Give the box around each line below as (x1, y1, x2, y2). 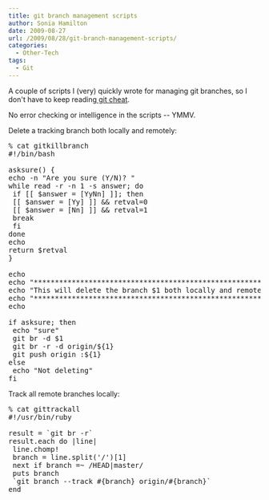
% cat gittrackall (8, 404, 81, 413)
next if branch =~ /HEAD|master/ (12, 461, 144, 470)
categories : (8, 42, 48, 50)
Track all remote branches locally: (8, 388, 120, 398)
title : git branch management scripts (8, 11, 138, 20)
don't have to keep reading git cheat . (8, 94, 130, 104)
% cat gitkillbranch (8, 141, 90, 150)
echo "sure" (12, 326, 60, 335)
